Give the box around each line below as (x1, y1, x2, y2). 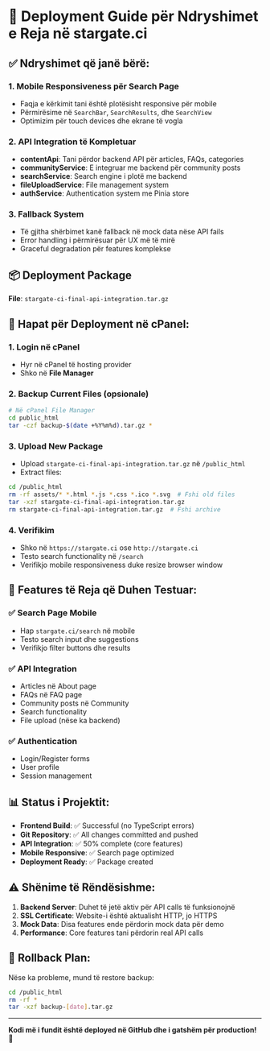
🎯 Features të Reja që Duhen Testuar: (8, 583, 198, 597)
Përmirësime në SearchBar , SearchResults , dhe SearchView (19, 107, 212, 117)
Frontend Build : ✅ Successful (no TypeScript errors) (19, 821, 194, 830)
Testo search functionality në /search (19, 551, 145, 561)
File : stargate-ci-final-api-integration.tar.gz (8, 294, 169, 304)
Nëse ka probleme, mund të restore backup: (8, 972, 154, 982)
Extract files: (19, 467, 62, 478)
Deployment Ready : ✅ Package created (19, 857, 154, 867)
